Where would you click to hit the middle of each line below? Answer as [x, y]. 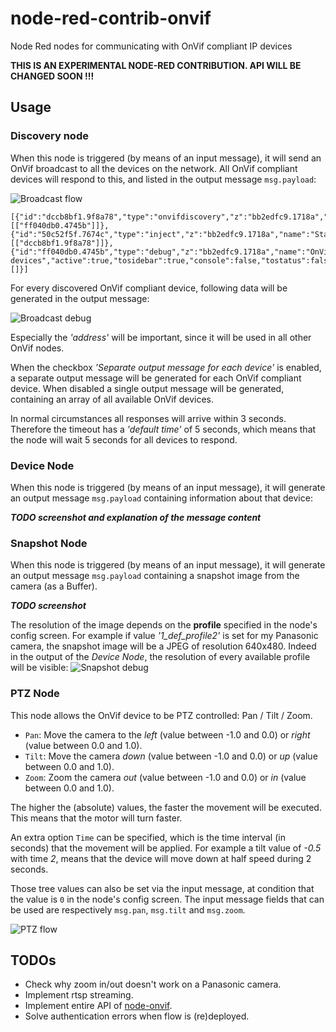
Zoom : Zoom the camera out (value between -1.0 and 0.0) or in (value [165, 777]
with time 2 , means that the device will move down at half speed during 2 [161, 858]
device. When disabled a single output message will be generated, [147, 388]
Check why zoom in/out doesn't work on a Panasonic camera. [153, 984]
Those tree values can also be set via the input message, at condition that [162, 888]
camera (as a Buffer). [54, 586]
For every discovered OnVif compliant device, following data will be [149, 288]
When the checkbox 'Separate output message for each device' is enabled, [166, 367]
